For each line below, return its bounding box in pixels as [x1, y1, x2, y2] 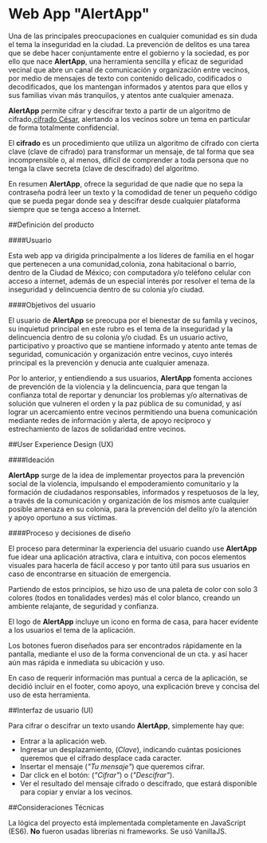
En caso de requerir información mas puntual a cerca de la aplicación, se [8, 672, 248, 682]
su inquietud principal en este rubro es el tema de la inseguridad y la [8, 323, 234, 333]
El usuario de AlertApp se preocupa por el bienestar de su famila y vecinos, [8, 316, 257, 325]
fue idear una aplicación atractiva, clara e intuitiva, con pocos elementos [8, 551, 247, 562]
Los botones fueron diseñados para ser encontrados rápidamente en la [8, 641, 242, 650]
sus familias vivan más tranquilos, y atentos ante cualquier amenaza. [8, 90, 234, 100]
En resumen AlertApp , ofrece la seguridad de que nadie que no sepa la [8, 178, 243, 188]
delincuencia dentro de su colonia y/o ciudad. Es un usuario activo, [8, 332, 229, 342]
